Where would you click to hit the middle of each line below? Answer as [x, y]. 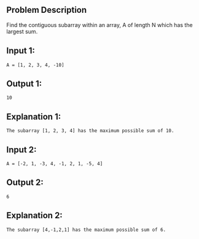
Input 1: [21, 51]
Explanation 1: [34, 116]
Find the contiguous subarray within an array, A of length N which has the [99, 25]
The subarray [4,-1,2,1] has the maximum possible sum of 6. [86, 230]
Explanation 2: [34, 215]
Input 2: [21, 150]
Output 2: [25, 183]
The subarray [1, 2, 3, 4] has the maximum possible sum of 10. [90, 131]
